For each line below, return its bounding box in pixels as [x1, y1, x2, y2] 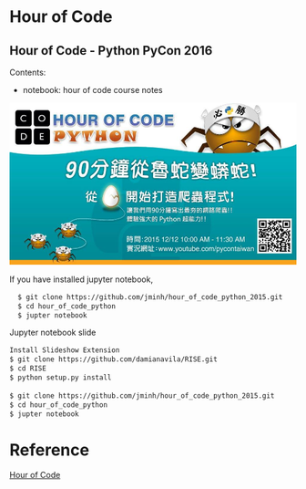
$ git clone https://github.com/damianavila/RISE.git [9, 354, 219, 364]
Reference [9, 440, 89, 460]
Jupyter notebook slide [9, 327, 97, 338]
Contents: [9, 67, 46, 78]
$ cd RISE [9, 363, 47, 373]
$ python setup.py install [9, 372, 112, 382]
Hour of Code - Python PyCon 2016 [9, 43, 213, 58]
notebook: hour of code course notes [22, 85, 163, 95]
